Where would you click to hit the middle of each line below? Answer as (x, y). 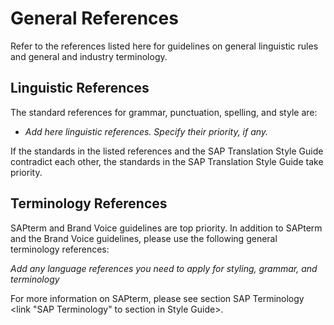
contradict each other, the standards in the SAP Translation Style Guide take (167, 161)
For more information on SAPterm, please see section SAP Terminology (157, 298)
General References (94, 18)
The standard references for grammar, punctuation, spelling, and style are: (164, 112)
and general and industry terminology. (89, 56)
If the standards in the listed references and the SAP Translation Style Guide (167, 151)
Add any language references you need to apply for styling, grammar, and (164, 268)
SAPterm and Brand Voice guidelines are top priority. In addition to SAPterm (166, 228)
